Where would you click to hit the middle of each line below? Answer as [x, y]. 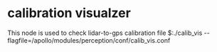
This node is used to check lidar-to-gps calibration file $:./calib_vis [105, 33]
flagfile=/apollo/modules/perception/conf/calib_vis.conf [89, 40]
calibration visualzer [69, 13]
